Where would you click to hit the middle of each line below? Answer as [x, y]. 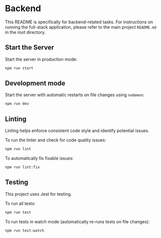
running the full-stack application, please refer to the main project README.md [81, 27]
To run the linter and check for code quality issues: [56, 140]
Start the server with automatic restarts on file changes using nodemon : [75, 95]
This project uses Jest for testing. [38, 194]
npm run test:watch [25, 230]
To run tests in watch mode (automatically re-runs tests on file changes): [77, 221]
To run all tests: [20, 203]
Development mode [35, 83]
